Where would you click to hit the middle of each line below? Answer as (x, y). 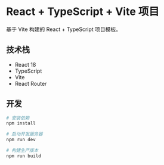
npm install (21, 123)
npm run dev (21, 140)
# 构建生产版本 (22, 151)
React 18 (25, 64)
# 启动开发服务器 (24, 134)
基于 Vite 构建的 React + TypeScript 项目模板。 (64, 29)
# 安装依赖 (18, 118)
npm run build (24, 156)
